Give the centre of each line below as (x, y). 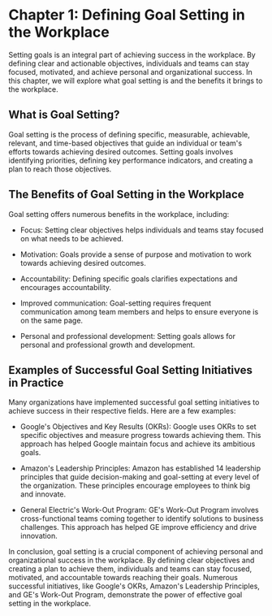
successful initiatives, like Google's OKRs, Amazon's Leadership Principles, (134, 586)
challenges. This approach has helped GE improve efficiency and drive (138, 527)
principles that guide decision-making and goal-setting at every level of (140, 477)
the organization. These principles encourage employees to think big (135, 486)
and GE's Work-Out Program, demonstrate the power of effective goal (125, 595)
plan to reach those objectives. (60, 169)
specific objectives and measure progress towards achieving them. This (140, 436)
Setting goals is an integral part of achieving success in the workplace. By (132, 54)
